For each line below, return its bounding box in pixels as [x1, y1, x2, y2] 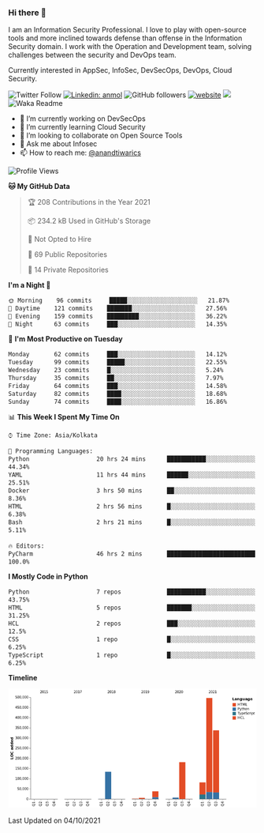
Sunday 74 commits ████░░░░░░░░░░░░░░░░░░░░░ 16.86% [8, 398, 227, 406]
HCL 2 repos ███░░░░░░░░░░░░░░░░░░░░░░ [8, 620, 256, 628]
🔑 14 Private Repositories [27, 265, 109, 275]
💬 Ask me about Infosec [19, 139, 98, 149]
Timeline [8, 673, 38, 683]
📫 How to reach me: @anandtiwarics [19, 148, 142, 157]
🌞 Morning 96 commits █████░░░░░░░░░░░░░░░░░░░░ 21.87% [8, 296, 230, 305]
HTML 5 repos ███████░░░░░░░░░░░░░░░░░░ [8, 604, 256, 612]
